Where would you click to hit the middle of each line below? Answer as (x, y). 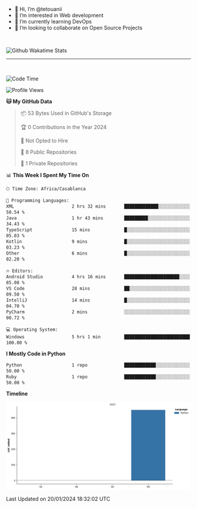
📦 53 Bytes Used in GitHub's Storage (66, 113)
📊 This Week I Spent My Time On (47, 175)
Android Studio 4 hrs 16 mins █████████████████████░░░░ (98, 277)
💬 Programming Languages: (38, 201)
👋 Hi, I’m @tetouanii (38, 9)
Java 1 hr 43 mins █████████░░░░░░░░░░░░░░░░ (98, 218)
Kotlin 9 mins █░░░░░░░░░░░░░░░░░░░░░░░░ (98, 242)
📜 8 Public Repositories (48, 152)
